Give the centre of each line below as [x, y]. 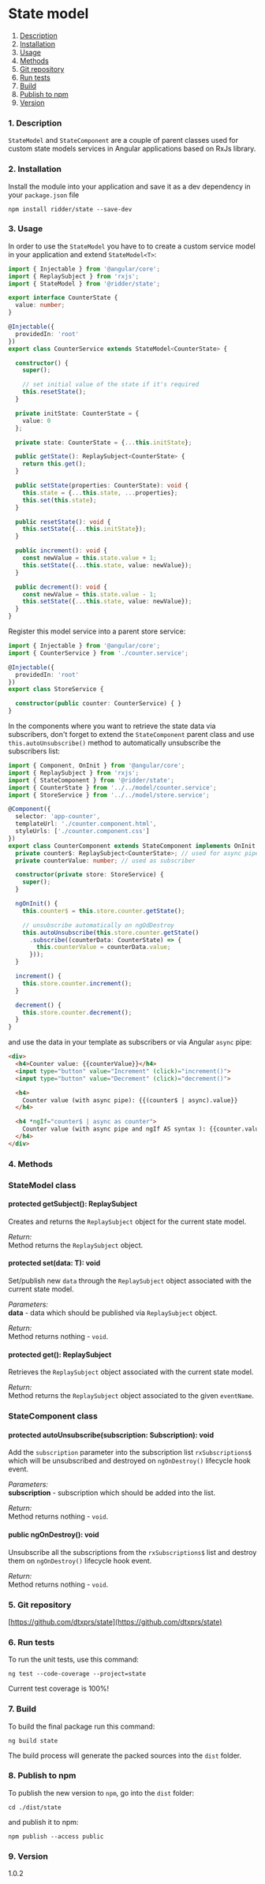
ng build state [33, 1740]
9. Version [28, 1856]
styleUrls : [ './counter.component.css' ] [82, 832]
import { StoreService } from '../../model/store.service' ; [109, 795]
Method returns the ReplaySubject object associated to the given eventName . [131, 1396]
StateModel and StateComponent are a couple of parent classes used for [123, 140]
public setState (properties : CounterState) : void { [102, 486]
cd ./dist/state [35, 1807]
